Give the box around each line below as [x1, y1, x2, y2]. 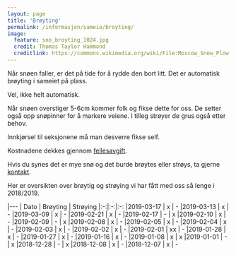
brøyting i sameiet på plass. [7, 76, 88, 85]
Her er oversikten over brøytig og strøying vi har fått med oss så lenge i [7, 181, 215, 189]
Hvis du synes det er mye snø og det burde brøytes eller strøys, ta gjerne [7, 160, 220, 168]
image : [7, 30, 27, 37]
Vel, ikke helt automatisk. [7, 90, 80, 99]
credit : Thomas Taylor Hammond [13, 43, 106, 50]
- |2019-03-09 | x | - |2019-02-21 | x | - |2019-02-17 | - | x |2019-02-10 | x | [7, 210, 226, 218]
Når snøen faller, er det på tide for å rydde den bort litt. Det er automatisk [7, 69, 220, 78]
